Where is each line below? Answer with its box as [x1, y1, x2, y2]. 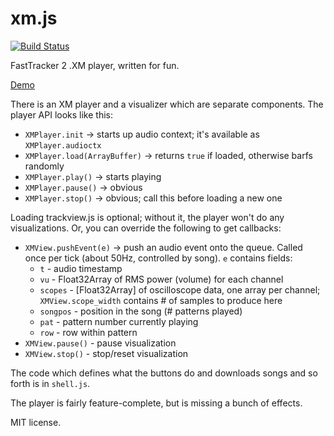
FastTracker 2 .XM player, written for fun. [10, 59, 180, 71]
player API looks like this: [10, 108, 113, 121]
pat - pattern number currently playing [39, 315, 199, 327]
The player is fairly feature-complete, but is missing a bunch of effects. [10, 397, 303, 409]
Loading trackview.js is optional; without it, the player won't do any [10, 211, 285, 223]
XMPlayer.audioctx [24, 140, 102, 151]
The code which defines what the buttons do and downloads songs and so [10, 367, 318, 379]
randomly [24, 160, 65, 172]
